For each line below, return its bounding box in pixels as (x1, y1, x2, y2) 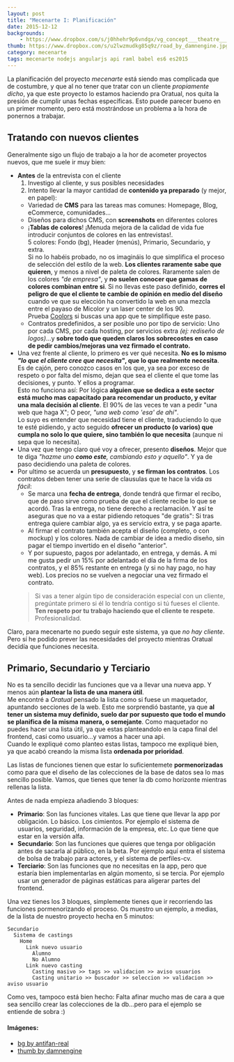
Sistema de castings (13, 932, 73, 939)
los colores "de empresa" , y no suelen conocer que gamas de (27, 274, 208, 283)
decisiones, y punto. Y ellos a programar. (17, 378, 135, 386)
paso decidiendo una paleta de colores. (17, 460, 131, 468)
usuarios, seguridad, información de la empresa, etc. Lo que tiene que (17, 825, 219, 833)
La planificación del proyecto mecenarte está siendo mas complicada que (7, 75, 219, 83)
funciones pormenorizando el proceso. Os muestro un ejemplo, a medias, (7, 905, 219, 913)
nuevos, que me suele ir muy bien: (7, 157, 106, 166)
